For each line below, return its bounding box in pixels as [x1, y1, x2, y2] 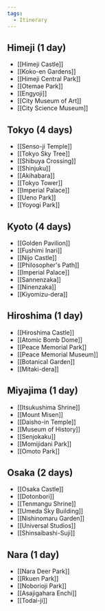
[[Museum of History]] [16, 425, 81, 433]
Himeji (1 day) [7, 42, 67, 54]
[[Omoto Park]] [16, 447, 60, 455]
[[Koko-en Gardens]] [16, 67, 76, 76]
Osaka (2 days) [7, 467, 73, 478]
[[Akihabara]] [16, 171, 55, 180]
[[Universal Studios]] [16, 522, 76, 530]
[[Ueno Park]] [16, 193, 56, 202]
